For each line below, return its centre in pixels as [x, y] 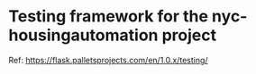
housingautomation [83, 35]
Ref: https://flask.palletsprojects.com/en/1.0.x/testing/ [108, 60]
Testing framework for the [109, 16]
